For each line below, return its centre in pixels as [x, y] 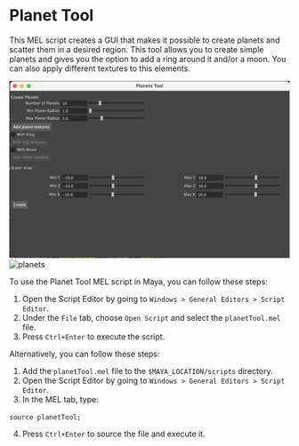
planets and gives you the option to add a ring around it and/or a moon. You [148, 59]
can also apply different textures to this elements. [100, 68]
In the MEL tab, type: [61, 399]
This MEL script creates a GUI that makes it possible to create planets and [145, 40]
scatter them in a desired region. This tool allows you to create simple [137, 49]
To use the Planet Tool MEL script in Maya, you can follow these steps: [139, 282]
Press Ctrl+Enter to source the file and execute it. [113, 434]
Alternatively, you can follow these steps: [85, 354]
